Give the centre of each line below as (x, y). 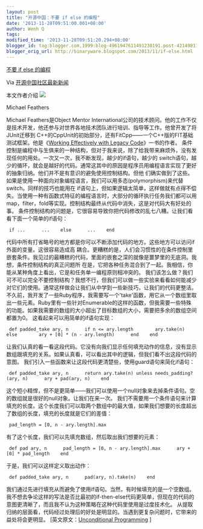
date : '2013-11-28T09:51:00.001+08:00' (56, 23)
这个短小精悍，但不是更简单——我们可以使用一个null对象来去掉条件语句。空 (101, 390)
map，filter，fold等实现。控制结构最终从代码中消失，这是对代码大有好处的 (99, 203)
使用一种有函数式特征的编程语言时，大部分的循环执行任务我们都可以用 (109, 195)
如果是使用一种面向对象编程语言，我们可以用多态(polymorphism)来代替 (95, 180)
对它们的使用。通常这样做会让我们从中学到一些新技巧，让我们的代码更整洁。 (101, 287)
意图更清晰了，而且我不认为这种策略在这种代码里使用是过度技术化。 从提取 (100, 504)
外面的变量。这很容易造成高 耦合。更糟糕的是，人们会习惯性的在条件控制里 (100, 249)
